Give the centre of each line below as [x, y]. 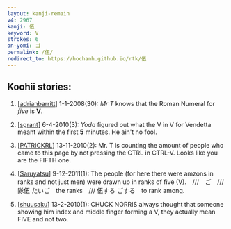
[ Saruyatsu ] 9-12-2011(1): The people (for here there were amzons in [115, 173]
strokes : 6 [23, 40]
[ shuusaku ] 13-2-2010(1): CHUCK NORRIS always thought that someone [120, 204]
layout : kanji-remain [39, 14]
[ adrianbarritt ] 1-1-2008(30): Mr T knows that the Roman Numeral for [116, 103]
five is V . [30, 111]
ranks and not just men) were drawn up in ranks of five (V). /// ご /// [120, 182]
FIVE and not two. [43, 219]
